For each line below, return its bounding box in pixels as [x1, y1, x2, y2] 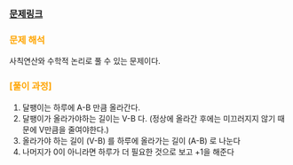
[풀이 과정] [9, 80, 52, 92]
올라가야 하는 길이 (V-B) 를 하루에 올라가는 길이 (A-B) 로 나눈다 [21, 135, 242, 145]
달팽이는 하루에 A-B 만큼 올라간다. [21, 102, 140, 113]
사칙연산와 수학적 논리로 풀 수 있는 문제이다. [9, 56, 162, 67]
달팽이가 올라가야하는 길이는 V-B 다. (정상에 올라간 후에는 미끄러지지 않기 [21, 113, 276, 123]
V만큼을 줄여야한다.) [38, 124, 109, 135]
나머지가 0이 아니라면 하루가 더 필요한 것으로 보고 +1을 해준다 [21, 146, 235, 157]
